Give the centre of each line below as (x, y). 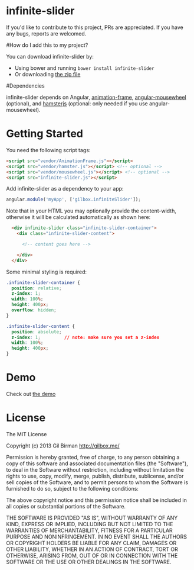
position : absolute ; (37, 332)
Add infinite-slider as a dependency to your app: (65, 189)
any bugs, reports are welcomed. (46, 33)
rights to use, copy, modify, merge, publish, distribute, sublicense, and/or (95, 476)
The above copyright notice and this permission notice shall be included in (96, 500)
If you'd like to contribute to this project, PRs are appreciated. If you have (95, 27)
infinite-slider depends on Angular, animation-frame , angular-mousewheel (96, 97)
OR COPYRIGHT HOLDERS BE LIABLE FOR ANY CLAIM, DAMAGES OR (91, 543)
